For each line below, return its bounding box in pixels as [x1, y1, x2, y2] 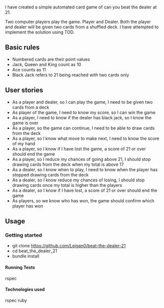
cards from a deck [12, 104, 49, 110]
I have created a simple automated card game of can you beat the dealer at [5, 4, 157, 10]
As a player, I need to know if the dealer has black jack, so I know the [12, 114, 152, 120]
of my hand [12, 140, 36, 146]
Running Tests [5, 264, 35, 270]
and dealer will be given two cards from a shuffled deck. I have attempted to [5, 24, 159, 30]
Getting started [5, 232, 43, 239]
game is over [12, 120, 39, 126]
